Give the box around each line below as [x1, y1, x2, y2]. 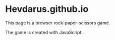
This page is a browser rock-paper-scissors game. [5, 20, 110, 26]
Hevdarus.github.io [5, 3, 89, 15]
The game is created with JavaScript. [5, 29, 83, 35]
